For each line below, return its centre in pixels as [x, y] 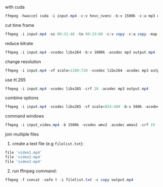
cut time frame [20, 25]
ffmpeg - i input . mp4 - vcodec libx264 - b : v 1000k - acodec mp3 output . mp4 [80, 52]
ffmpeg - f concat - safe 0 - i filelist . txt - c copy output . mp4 [69, 180]
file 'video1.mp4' [24, 153]
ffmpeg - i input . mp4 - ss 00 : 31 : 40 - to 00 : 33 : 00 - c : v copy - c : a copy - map [81, 34]
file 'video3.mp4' [24, 161]
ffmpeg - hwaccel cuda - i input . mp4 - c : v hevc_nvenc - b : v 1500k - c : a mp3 [80, 16]
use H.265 [15, 80]
